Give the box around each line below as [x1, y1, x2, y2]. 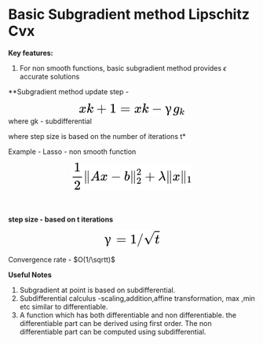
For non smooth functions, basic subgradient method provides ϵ [19, 63, 227, 72]
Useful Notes [8, 269, 53, 280]
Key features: [8, 48, 53, 57]
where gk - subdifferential [8, 116, 93, 126]
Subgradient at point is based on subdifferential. [19, 285, 176, 295]
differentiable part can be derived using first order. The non [19, 318, 212, 328]
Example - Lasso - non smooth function [8, 147, 137, 156]
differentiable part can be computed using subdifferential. [19, 327, 206, 336]
